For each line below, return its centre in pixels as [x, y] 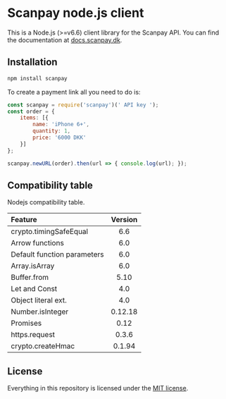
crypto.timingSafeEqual [50, 232]
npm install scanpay [38, 78]
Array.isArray [33, 266]
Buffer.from [30, 278]
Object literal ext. [39, 300]
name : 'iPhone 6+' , [61, 125]
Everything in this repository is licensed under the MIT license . [98, 388]
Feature [24, 220]
